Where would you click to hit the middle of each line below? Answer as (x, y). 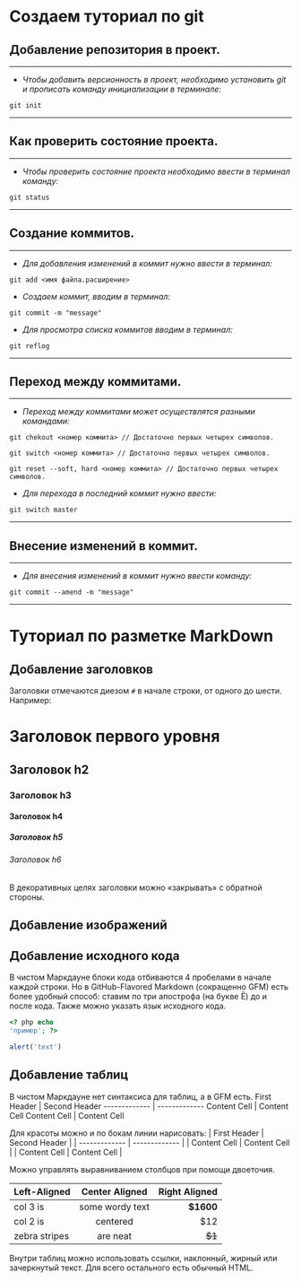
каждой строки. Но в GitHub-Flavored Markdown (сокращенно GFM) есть (149, 987)
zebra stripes (42, 1235)
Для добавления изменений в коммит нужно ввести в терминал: (147, 263)
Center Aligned (114, 1191)
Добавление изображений (88, 925)
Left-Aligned (42, 1191)
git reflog (30, 346)
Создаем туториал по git (107, 17)
